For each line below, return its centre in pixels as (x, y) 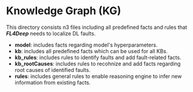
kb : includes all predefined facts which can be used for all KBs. (91, 51)
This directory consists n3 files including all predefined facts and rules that (96, 27)
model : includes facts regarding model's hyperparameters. (86, 45)
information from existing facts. (53, 82)
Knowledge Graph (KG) (64, 11)
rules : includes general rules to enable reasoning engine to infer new (98, 76)
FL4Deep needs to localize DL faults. (51, 33)
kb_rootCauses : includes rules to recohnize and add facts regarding (98, 64)
